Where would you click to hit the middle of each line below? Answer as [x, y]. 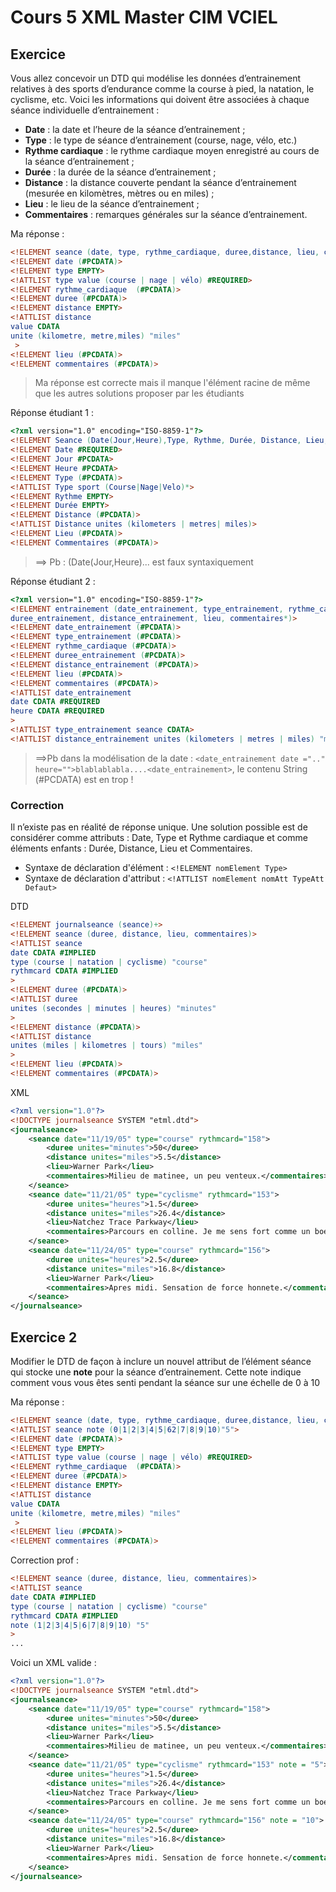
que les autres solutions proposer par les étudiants [139, 393]
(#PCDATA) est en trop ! [84, 779]
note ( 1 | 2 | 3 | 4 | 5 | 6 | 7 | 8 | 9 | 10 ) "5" [80, 1625]
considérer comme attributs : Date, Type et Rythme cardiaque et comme [159, 838]
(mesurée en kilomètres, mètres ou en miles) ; [119, 193]
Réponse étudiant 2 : [53, 581]
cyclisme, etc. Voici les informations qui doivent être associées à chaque [160, 99]
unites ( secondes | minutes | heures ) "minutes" [113, 1008]
